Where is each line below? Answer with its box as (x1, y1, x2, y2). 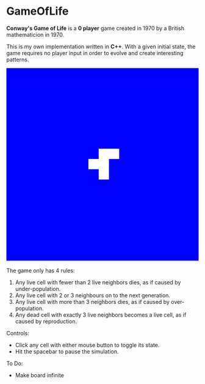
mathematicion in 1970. (6, 31, 65, 38)
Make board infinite (15, 371, 64, 378)
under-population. (15, 285, 61, 292)
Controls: (6, 329, 29, 337)
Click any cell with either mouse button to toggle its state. (15, 341, 160, 349)
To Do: (6, 360, 23, 367)
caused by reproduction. (15, 317, 77, 325)
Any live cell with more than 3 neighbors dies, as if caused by (15, 298, 170, 305)
